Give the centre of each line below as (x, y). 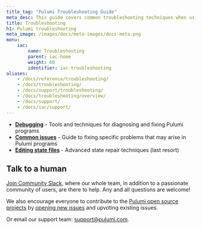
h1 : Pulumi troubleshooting (41, 29)
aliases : (17, 74)
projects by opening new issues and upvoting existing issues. (82, 208)
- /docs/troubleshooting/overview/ (62, 96)
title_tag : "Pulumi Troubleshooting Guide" (62, 12)
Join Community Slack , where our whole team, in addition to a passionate (97, 183)
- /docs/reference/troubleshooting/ (63, 79)
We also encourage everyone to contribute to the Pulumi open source (92, 201)
